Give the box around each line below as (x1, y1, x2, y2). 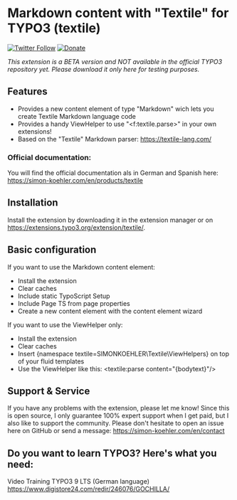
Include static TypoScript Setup (17, 292, 110, 300)
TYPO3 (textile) (7, 20, 101, 36)
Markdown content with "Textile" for (7, 5, 229, 21)
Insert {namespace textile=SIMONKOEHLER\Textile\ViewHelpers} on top (17, 349, 230, 358)
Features (7, 85, 48, 97)
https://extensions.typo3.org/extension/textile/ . (7, 223, 146, 232)
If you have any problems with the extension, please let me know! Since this (7, 404, 230, 413)
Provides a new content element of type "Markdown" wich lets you (17, 105, 214, 113)
